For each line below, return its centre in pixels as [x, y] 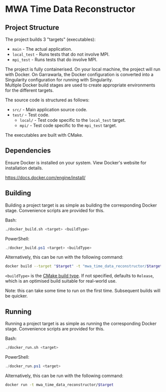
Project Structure [32, 28]
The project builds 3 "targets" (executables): [50, 39]
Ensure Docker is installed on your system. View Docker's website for [76, 162]
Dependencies [28, 151]
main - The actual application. [42, 49]
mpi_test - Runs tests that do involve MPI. [55, 60]
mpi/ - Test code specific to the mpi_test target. [68, 125]
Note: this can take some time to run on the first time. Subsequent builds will [83, 291]
